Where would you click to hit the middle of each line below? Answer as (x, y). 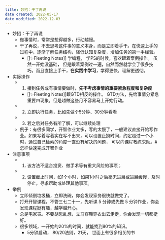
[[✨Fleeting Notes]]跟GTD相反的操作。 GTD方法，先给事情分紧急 (93, 94)
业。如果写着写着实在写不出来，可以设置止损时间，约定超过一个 (84, 136)
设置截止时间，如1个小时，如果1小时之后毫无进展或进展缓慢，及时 (93, 177)
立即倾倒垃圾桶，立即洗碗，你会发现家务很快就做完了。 (76, 196)
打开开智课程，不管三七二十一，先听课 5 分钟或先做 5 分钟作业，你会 (89, 202)
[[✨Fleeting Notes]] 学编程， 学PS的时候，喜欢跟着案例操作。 (89, 58)
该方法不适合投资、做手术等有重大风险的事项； (74, 165)
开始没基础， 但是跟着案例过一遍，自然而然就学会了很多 (92, 64)
